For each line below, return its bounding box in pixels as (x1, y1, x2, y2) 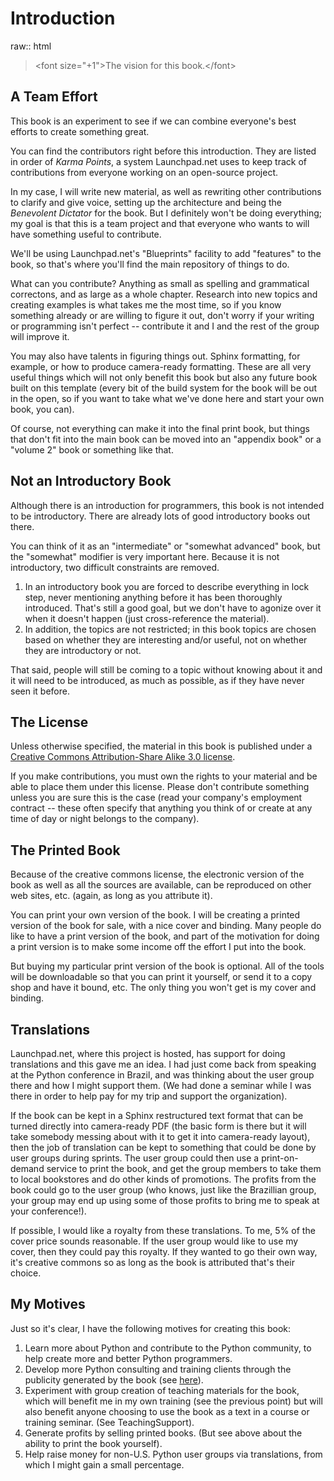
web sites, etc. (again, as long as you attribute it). (10, 890, 213, 902)
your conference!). (10, 1205, 87, 1217)
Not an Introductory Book (10, 473, 172, 490)
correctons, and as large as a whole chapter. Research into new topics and (10, 288, 318, 300)
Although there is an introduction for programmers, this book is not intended (10, 499, 325, 511)
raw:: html (10, 40, 52, 52)
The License (10, 713, 89, 731)
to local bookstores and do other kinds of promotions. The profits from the (10, 1173, 317, 1185)
